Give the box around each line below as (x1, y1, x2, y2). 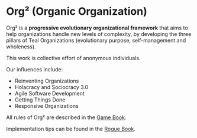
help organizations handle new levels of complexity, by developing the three (6, 30, 192, 37)
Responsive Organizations (14, 102, 79, 109)
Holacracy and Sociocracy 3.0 (14, 83, 89, 90)
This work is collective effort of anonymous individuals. (6, 54, 141, 61)
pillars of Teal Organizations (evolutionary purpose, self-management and (6, 37, 186, 44)
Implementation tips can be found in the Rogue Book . (6, 125, 136, 132)
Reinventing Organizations (14, 77, 79, 84)
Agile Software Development (14, 90, 85, 97)
